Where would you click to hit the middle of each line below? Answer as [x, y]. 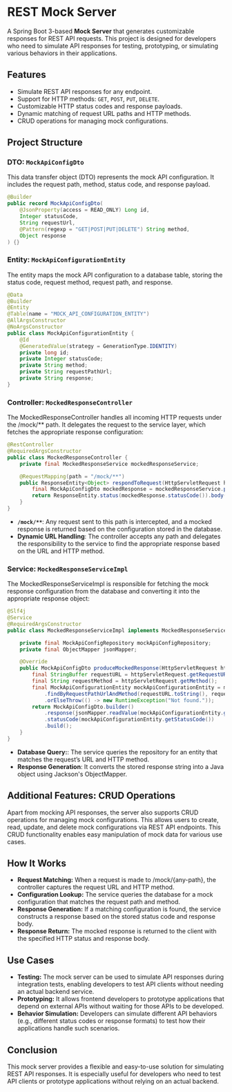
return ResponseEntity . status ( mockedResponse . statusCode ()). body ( [129, 496]
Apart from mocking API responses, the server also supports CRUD [103, 812]
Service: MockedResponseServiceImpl [68, 569]
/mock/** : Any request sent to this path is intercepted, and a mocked [114, 521]
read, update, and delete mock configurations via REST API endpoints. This [114, 827]
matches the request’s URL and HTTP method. [83, 759]
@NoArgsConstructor [35, 327]
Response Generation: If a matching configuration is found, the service [119, 909]
